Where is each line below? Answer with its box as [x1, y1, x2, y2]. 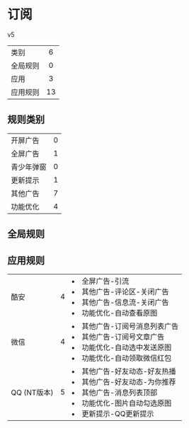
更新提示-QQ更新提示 [81, 408, 154, 418]
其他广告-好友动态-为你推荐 [81, 376, 176, 386]
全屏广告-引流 [81, 276, 130, 286]
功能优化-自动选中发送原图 [81, 342, 172, 352]
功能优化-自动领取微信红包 [81, 353, 172, 363]
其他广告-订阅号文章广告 [81, 332, 165, 342]
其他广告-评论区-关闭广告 [81, 287, 169, 296]
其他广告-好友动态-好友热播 [81, 366, 176, 376]
